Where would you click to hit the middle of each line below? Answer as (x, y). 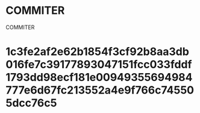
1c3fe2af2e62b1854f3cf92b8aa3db (97, 52)
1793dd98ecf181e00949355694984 (99, 78)
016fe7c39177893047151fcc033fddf (99, 65)
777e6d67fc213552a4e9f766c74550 (100, 90)
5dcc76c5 (31, 103)
